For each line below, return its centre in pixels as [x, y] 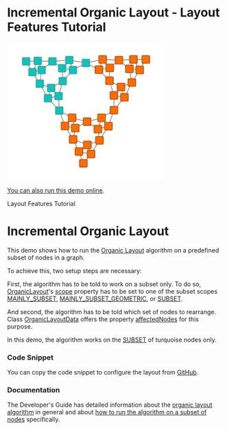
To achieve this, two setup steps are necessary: [74, 270]
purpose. [20, 326]
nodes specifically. [34, 420]
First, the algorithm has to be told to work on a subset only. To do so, [104, 284]
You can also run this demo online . [56, 190]
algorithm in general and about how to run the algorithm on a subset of [107, 412]
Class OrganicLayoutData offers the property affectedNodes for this [103, 319]
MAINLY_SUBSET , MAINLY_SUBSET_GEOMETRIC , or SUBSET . [95, 299]
